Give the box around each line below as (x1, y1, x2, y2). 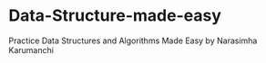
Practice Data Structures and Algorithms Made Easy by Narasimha (8, 35, 258, 46)
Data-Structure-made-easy (8, 5, 222, 26)
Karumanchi (8, 44, 54, 55)
